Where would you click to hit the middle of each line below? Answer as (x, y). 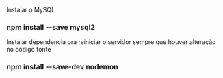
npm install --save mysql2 (51, 27)
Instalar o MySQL (31, 10)
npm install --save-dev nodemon (62, 67)
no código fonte (29, 50)
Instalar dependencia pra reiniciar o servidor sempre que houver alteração (111, 42)
